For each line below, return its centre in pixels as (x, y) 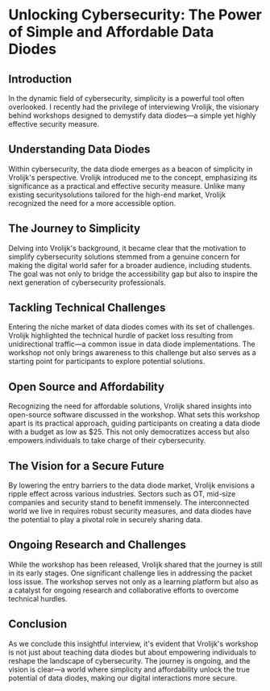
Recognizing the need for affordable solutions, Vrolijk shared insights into (130, 406)
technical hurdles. (38, 598)
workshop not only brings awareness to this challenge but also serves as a (132, 353)
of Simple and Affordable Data (111, 32)
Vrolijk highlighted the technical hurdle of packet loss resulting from (121, 336)
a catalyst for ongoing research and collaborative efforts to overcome (124, 590)
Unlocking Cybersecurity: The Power (135, 15)
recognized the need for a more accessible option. (92, 203)
